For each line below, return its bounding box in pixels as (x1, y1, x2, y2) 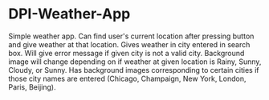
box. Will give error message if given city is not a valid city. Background (8, 48, 245, 58)
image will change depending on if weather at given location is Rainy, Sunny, (8, 57, 262, 66)
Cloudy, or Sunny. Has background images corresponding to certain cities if (8, 65, 259, 74)
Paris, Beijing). (8, 82, 56, 92)
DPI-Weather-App (8, 5, 131, 23)
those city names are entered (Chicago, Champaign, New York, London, (8, 74, 247, 83)
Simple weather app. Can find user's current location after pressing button (8, 31, 255, 41)
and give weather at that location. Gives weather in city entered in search (8, 39, 251, 49)
